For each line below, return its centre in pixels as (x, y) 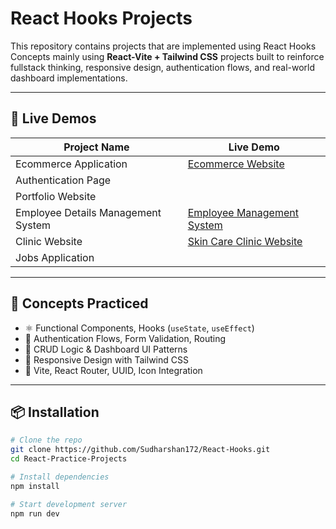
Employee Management (243, 212)
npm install (35, 486)
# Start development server (69, 504)
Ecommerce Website (236, 164)
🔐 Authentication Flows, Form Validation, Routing (125, 338)
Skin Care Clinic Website (245, 241)
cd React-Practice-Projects (69, 459)
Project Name (96, 147)
